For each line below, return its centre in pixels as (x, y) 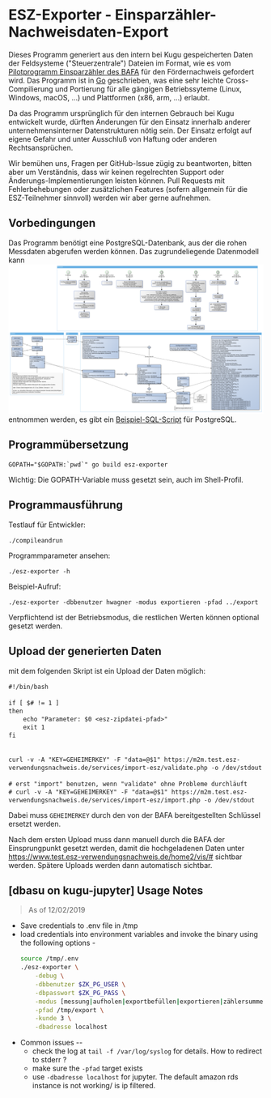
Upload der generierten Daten (85, 651)
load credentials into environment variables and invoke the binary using (139, 934)
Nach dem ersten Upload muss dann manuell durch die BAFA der (116, 839)
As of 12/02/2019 (57, 910)
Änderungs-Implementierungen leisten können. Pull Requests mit (116, 181)
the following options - (57, 943)
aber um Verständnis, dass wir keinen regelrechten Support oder (116, 172)
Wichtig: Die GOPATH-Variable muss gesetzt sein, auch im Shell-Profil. (126, 479)
